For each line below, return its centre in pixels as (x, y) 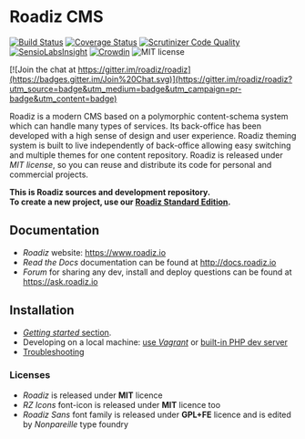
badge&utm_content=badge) (63, 99)
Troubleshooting (53, 351)
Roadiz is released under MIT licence (92, 395)
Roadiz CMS (56, 17)
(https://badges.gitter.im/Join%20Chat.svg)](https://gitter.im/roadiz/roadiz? (151, 78)
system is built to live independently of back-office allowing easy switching (150, 145)
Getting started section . (67, 332)
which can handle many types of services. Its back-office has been (136, 126)
